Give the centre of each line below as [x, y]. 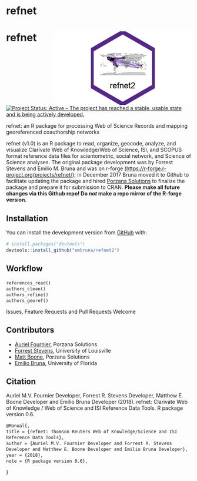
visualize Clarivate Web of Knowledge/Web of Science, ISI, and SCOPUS [94, 150]
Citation [21, 381]
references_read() [29, 283]
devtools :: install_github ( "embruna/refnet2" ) [63, 251]
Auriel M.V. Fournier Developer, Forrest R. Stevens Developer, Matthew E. [95, 396]
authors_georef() [27, 301]
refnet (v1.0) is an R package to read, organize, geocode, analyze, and [91, 144]
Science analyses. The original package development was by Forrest [90, 162]
